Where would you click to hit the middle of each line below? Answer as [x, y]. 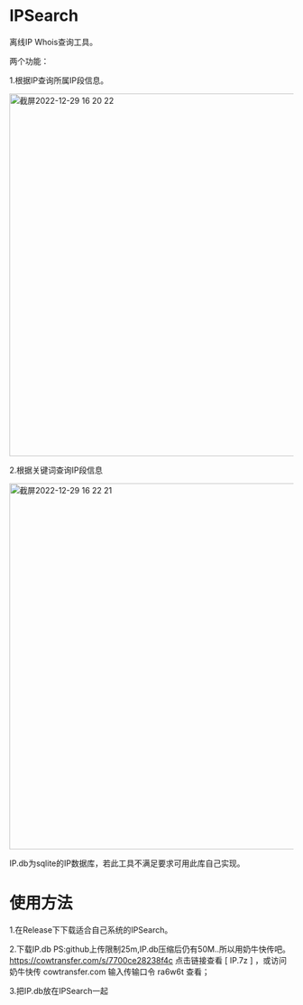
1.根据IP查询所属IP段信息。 [59, 80]
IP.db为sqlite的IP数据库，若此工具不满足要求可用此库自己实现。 [127, 863]
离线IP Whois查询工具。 [53, 42]
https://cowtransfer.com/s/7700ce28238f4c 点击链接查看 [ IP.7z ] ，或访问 [148, 960]
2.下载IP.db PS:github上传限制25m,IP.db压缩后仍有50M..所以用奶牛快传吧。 [150, 949]
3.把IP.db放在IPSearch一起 [59, 991]
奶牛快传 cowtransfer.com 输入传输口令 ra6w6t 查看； [110, 972]
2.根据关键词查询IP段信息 [56, 470]
